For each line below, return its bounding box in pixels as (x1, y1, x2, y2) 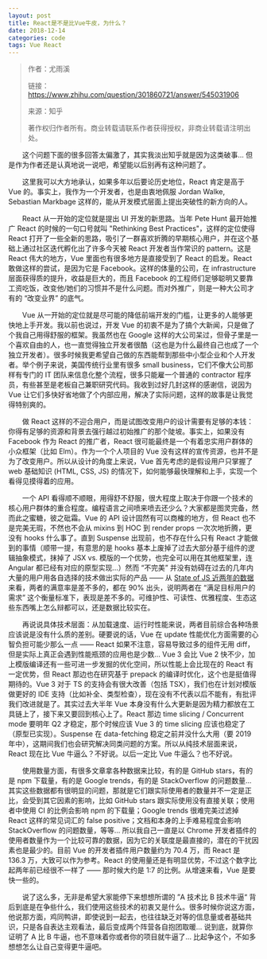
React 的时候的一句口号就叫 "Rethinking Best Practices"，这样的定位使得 (17, 224, 256, 233)
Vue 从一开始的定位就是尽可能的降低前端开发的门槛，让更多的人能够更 (22, 310, 253, 320)
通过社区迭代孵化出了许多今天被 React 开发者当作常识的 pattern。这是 (21, 244, 252, 253)
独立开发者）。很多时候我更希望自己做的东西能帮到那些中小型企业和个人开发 (8, 350, 256, 360)
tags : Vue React (8, 41, 62, 49)
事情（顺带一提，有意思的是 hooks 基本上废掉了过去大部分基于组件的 (21, 543, 249, 553)
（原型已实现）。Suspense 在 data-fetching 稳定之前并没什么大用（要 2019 (8, 729, 252, 739)
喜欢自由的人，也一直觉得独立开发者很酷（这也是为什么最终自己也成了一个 (14, 340, 259, 350)
